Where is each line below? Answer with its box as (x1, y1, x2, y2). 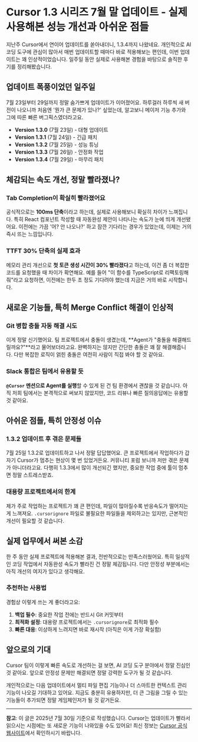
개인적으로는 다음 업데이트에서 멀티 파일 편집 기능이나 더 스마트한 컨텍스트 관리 (6, 681, 187, 689)
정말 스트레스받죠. (12, 471, 54, 479)
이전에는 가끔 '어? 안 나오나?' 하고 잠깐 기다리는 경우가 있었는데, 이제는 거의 (18, 223, 192, 231)
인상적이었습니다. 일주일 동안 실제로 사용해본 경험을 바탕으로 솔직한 (28, 56, 183, 63)
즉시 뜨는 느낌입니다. (6, 231, 54, 238)
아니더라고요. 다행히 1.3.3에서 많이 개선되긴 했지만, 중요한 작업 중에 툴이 (12, 464, 177, 471)
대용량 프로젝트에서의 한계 (6, 488, 76, 496)
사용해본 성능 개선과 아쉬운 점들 (6, 20, 149, 34)
